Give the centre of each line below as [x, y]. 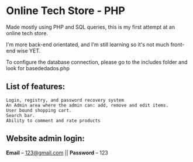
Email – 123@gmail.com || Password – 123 [57, 153]
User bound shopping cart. [39, 110]
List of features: [36, 87]
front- [178, 44]
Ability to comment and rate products [53, 120]
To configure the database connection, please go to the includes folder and [97, 62]
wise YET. [29, 50]
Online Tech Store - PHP [66, 11]
